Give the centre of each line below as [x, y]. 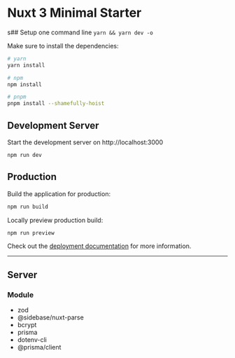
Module [20, 294]
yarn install [26, 65]
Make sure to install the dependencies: [63, 46]
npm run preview [31, 233]
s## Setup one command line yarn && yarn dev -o [80, 32]
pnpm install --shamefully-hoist [56, 104]
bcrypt [27, 325]
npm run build [28, 207]
